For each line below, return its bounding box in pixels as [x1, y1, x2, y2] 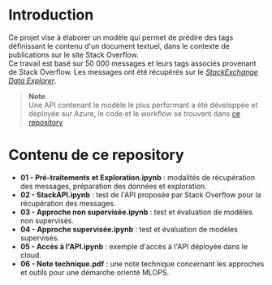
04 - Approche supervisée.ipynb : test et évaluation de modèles [19, 224, 238, 234]
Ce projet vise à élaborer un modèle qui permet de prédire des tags [8, 32, 234, 42]
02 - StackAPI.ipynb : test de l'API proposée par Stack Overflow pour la [19, 189, 261, 200]
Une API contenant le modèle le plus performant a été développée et [28, 100, 258, 110]
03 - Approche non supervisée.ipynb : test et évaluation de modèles [19, 207, 253, 217]
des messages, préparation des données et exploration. [19, 181, 207, 191]
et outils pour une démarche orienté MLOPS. [19, 267, 170, 277]
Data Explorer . [8, 76, 57, 85]
